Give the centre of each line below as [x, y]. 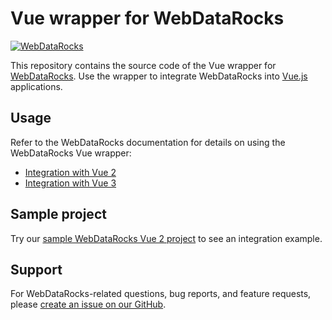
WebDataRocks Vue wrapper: [71, 153]
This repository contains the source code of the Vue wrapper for [143, 65]
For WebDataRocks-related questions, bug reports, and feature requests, [161, 294]
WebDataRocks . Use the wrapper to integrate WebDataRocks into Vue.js [159, 76]
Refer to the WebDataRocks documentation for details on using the [148, 142]
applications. [36, 86]
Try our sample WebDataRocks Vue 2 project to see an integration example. [166, 238]
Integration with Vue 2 [70, 172]
